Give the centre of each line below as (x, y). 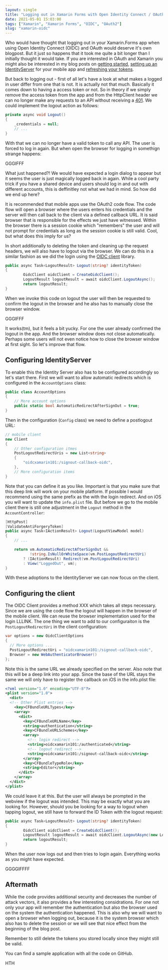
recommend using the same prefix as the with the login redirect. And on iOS (83, 497)
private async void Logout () (35, 115)
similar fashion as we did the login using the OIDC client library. (70, 256)
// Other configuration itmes (46, 449)
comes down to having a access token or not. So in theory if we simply (78, 90)
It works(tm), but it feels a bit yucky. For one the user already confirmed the (83, 328)
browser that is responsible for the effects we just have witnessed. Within (81, 220)
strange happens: (23, 154)
